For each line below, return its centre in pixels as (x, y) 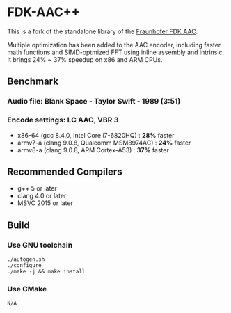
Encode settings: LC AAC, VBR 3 (63, 120)
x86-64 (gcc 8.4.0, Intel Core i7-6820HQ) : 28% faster (96, 135)
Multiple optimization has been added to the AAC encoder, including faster (114, 45)
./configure (24, 266)
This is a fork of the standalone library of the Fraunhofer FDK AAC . (103, 31)
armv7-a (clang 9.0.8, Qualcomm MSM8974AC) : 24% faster (104, 143)
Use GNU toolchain (40, 245)
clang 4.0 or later (42, 196)
